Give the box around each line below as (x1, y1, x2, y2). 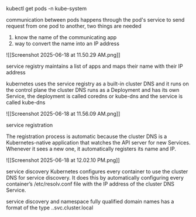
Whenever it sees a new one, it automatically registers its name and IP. (6, 146, 177, 152)
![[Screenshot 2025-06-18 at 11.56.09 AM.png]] (6, 111, 121, 117)
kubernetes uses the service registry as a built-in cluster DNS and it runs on (6, 80, 189, 87)
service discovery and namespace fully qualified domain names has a (6, 198, 174, 205)
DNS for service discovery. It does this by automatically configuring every (6, 174, 184, 181)
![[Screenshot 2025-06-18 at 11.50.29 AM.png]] (6, 51, 121, 58)
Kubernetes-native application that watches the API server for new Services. (6, 139, 191, 146)
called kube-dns (6, 99, 46, 106)
